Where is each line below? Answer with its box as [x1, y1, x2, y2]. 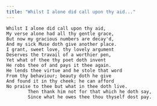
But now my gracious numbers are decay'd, [6, 36, 114, 42]
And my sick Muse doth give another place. [6, 41, 117, 47]
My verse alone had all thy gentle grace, [6, 31, 114, 37]
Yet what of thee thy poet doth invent [6, 57, 106, 63]
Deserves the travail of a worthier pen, [6, 52, 112, 58]
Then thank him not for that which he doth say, [28, 89, 152, 95]
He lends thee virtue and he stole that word [6, 67, 122, 73]
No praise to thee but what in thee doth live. [6, 83, 128, 89]
